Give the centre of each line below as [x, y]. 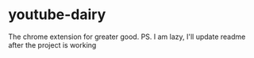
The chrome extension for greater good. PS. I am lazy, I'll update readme [127, 37]
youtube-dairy [57, 15]
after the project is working [52, 44]
